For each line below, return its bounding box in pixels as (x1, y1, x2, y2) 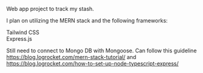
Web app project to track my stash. (6, 5, 94, 12)
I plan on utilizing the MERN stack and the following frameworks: (6, 17, 168, 24)
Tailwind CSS (6, 29, 40, 36)
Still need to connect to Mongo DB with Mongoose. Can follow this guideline (6, 47, 197, 54)
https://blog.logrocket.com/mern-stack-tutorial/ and (6, 54, 137, 60)
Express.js (6, 35, 32, 42)
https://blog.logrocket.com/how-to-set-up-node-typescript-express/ (6, 60, 179, 67)
